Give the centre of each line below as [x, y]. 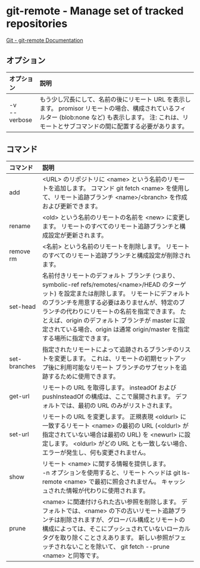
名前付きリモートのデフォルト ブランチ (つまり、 [110, 275]
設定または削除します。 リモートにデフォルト [127, 293]
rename [20, 226]
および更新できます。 [72, 206]
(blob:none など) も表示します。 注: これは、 [121, 117]
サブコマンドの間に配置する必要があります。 [126, 126]
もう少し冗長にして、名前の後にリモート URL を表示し [115, 99]
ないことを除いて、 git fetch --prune [118, 546]
